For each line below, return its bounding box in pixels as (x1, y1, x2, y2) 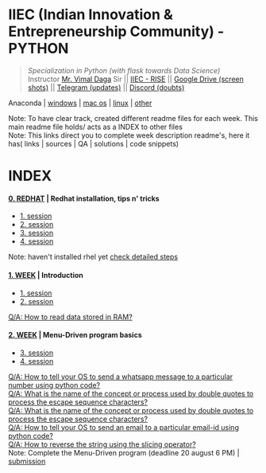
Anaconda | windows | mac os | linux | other (8, 98, 152, 107)
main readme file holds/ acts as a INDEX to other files (8, 122, 183, 131)
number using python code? (8, 380, 101, 389)
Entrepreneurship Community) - (8, 22, 225, 41)
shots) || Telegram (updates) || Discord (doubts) (27, 82, 185, 92)
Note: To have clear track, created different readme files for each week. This (8, 113, 258, 123)
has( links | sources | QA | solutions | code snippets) (8, 139, 179, 148)
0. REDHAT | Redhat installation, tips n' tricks (8, 193, 160, 203)
